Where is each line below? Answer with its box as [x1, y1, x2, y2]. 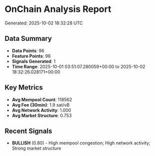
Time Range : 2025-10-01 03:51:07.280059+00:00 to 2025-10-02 [11, 63, 146, 69]
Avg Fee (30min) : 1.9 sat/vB [11, 102, 70, 108]
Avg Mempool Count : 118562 [11, 96, 72, 103]
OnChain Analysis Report [4, 3, 112, 15]
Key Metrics [4, 83, 43, 92]
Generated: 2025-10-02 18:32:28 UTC [4, 20, 83, 26]
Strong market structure [11, 146, 61, 152]
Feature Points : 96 [11, 53, 51, 59]
